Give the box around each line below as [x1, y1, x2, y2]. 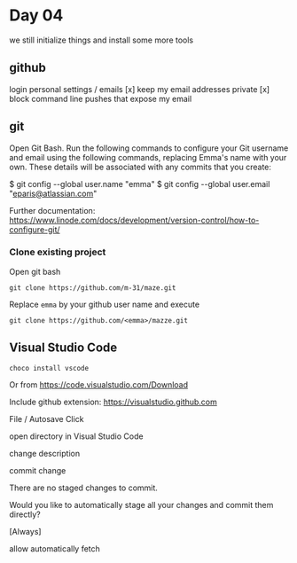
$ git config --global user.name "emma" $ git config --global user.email [9, 178, 270, 189]
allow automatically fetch [9, 543, 100, 554]
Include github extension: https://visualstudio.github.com [9, 396, 217, 407]
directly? [9, 509, 42, 520]
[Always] [9, 526, 42, 536]
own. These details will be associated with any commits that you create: [9, 161, 272, 172]
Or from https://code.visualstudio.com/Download [9, 379, 189, 390]
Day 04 [9, 5, 64, 26]
